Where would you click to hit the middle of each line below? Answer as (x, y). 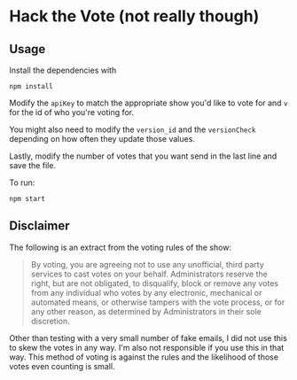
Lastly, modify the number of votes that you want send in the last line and (143, 156)
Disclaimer (39, 226)
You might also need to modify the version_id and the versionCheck (133, 129)
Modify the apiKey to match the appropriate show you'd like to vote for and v (148, 103)
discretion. (51, 321)
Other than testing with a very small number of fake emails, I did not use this (148, 337)
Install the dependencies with (63, 70)
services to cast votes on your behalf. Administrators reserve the (149, 274)
